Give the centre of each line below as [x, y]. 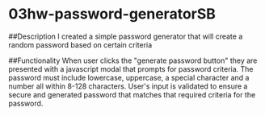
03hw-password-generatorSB [112, 14]
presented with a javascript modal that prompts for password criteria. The [131, 68]
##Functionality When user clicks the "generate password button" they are [133, 60]
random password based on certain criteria [80, 44]
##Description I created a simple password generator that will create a [126, 36]
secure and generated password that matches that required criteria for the [132, 94]
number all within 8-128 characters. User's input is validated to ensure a [128, 86]
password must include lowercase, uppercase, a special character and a [129, 77]
